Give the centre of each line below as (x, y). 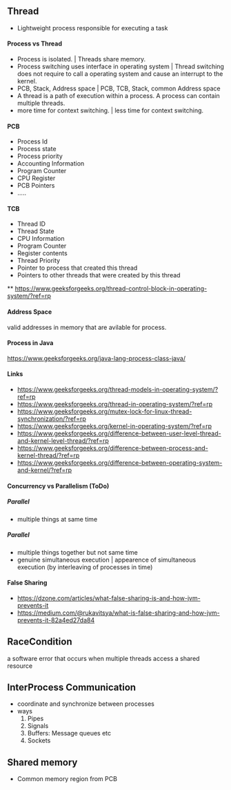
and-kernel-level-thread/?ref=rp (63, 441)
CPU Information (41, 239)
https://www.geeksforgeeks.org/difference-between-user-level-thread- (119, 433)
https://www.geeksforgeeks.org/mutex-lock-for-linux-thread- (104, 412)
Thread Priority (39, 261)
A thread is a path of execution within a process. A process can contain (119, 96)
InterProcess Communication (72, 687)
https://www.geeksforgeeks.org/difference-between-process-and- (112, 448)
